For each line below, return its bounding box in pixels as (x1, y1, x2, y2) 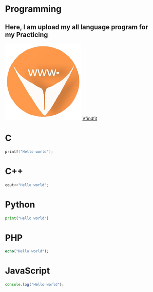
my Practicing (5, 30, 48, 39)
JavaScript (5, 265, 50, 276)
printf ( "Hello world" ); (5, 149, 54, 154)
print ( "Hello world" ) (5, 216, 49, 221)
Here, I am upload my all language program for (5, 23, 149, 31)
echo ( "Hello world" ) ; (5, 249, 49, 254)
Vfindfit (82, 116, 97, 121)
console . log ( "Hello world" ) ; (5, 282, 64, 287)
